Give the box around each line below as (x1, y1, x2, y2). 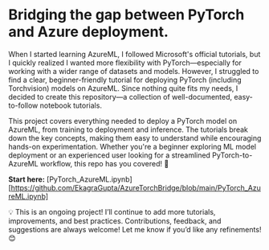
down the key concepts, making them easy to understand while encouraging (8, 133, 262, 142)
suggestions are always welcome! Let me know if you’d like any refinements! (8, 224, 262, 234)
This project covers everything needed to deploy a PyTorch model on (8, 116, 238, 125)
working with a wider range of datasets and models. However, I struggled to (8, 66, 259, 76)
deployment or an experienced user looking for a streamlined (8, 150, 211, 160)
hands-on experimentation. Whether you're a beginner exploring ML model (8, 141, 257, 151)
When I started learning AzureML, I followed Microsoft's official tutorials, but (8, 49, 261, 59)
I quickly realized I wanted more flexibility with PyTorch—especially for (8, 58, 243, 68)
